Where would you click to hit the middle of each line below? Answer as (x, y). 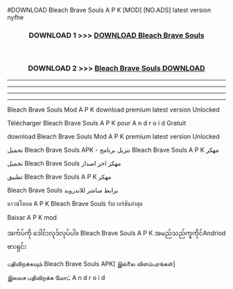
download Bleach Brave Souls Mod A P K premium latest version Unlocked (113, 136)
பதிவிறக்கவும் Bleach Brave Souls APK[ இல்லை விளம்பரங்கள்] (91, 263)
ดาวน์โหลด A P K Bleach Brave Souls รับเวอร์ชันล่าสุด (75, 203)
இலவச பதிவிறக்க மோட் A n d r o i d (56, 277)
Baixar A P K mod (32, 217)
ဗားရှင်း (17, 246)
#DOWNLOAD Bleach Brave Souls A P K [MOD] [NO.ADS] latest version (109, 10)
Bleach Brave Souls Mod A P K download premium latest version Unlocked (113, 110)
